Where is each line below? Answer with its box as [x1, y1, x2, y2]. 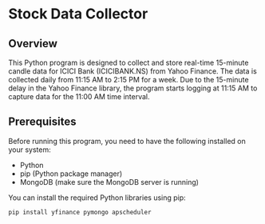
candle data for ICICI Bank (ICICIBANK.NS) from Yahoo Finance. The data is [8, 66, 257, 76]
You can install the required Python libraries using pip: [8, 193, 186, 202]
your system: [8, 145, 52, 154]
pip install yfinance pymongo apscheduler [8, 208, 152, 216]
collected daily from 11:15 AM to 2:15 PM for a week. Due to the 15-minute [8, 75, 249, 84]
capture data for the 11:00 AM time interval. [8, 92, 150, 101]
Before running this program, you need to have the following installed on [8, 136, 246, 146]
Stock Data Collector [8, 5, 148, 23]
